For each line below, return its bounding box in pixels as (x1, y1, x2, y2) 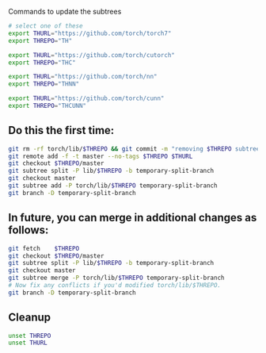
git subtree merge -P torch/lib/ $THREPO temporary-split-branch (8, 274, 225, 282)
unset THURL (8, 339, 47, 347)
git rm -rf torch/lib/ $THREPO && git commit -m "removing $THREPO (8, 144, 232, 153)
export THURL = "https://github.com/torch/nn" (8, 73, 158, 81)
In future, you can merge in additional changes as (8, 211, 257, 224)
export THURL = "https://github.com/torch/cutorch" (8, 51, 176, 59)
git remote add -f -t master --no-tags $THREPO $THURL (8, 152, 193, 160)
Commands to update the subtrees (8, 7, 122, 16)
